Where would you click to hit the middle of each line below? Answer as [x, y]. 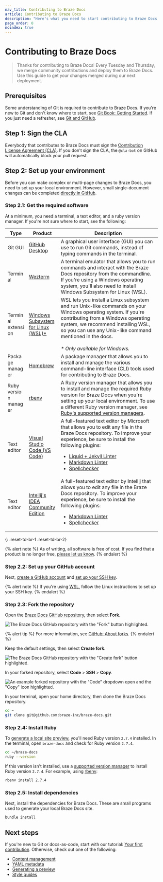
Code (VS [40, 450]
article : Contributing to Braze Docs [43, 14]
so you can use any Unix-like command [106, 330]
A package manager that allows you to [104, 356]
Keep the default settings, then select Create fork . [55, 648]
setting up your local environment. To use [108, 401]
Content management [34, 859]
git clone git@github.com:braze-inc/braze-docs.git [58, 715]
